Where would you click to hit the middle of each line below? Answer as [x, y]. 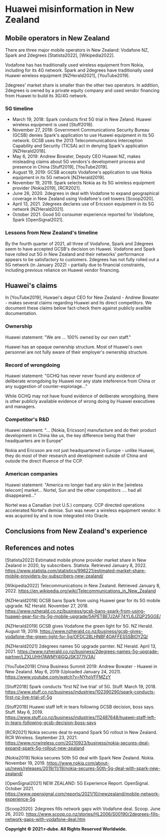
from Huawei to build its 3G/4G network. [46, 96]
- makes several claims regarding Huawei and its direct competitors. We [79, 303]
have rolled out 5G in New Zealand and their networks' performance [75, 254]
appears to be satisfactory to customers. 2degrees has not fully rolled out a [82, 259]
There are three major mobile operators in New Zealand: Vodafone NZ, [77, 50]
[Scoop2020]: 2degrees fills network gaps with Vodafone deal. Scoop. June [83, 809]
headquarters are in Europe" [34, 441]
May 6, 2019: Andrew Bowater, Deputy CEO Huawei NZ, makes [76, 156]
